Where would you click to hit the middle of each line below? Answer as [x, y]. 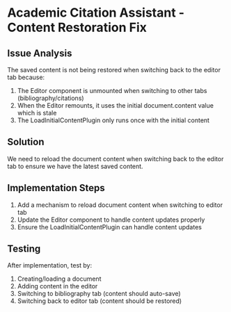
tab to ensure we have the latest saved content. [75, 166]
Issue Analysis [40, 53]
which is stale [37, 113]
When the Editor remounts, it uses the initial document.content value [115, 105]
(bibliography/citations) [51, 98]
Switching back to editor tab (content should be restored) [99, 301]
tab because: [26, 77]
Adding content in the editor [57, 286]
